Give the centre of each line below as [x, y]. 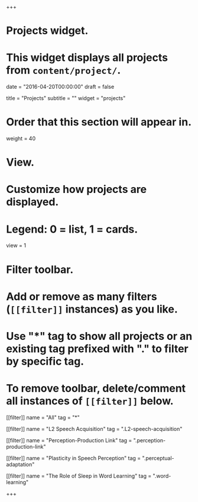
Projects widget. [47, 31]
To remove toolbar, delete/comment [96, 389]
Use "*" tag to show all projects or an [99, 336]
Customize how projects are [76, 189]
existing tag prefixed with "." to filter [98, 348]
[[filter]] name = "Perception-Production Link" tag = [69, 440]
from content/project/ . [64, 70]
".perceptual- [158, 458]
